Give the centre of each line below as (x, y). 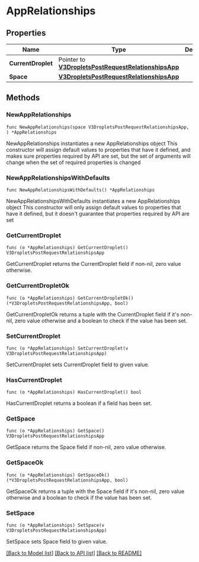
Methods (23, 98)
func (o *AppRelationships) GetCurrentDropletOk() (70, 298)
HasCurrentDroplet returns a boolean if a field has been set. (79, 403)
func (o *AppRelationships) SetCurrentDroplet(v (67, 348)
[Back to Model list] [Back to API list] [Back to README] (74, 553)
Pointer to (72, 59)
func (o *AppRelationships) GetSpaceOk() (58, 475)
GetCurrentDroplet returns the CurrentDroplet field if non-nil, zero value (94, 264)
